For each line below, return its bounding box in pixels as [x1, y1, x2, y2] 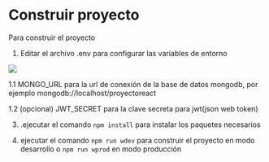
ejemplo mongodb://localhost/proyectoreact [8, 88, 157, 98]
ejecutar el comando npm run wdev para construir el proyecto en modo [20, 135, 255, 145]
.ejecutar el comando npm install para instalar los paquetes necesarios [20, 120, 262, 129]
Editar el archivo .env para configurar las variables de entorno [20, 48, 228, 58]
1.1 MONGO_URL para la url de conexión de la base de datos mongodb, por [8, 79, 258, 89]
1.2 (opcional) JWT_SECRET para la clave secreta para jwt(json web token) [8, 103, 258, 113]
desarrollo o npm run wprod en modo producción [20, 144, 182, 154]
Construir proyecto [8, 6, 140, 24]
